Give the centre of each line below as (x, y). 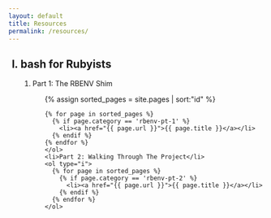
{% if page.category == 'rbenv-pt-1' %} (121, 122)
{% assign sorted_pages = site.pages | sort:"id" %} (130, 99)
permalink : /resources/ (49, 31)
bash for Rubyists (66, 64)
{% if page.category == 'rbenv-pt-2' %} (129, 179)
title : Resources (38, 24)
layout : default (36, 16)
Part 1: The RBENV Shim (73, 84)
